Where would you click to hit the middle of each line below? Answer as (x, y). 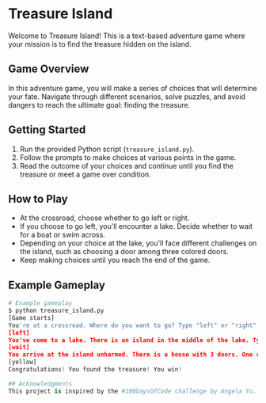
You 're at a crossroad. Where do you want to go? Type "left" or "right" (133, 325)
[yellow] (23, 362)
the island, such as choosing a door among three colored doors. (124, 252)
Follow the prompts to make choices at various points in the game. (128, 157)
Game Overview (49, 69)
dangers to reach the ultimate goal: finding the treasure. (99, 105)
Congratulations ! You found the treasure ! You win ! (95, 370)
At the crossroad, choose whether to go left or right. (104, 218)
